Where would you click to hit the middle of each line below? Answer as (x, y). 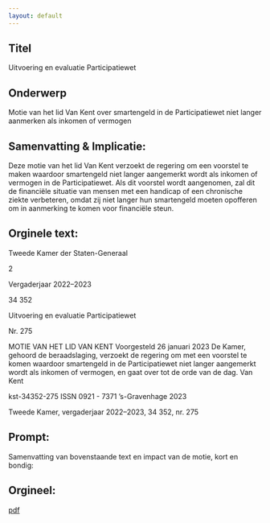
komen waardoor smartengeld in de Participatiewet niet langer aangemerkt (132, 364)
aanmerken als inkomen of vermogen (70, 121)
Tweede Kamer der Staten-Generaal (68, 253)
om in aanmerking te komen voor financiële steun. (91, 208)
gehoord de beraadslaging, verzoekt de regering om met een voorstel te (128, 355)
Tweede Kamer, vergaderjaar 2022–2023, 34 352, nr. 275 (104, 412)
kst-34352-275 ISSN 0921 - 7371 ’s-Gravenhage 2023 (98, 396)
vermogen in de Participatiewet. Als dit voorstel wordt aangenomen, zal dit (132, 183)
